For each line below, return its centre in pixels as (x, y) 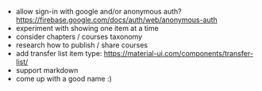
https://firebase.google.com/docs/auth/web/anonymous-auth (117, 20)
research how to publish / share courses (82, 45)
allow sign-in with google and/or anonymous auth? (98, 11)
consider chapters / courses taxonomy (79, 36)
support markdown (47, 70)
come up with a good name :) (64, 79)
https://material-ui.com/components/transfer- (179, 53)
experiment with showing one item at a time (87, 28)
